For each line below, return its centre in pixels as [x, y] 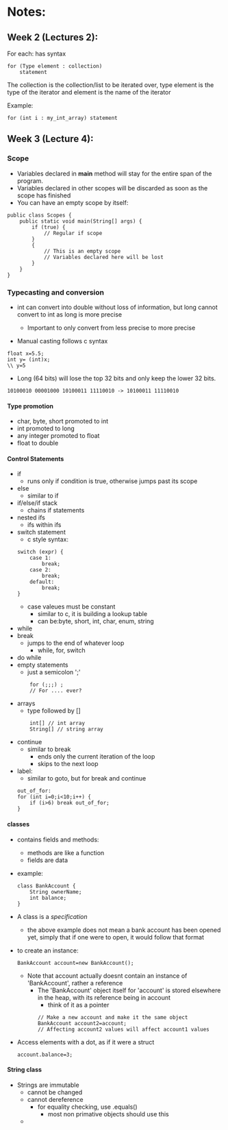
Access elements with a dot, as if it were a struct [86, 1042]
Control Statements [36, 458]
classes [18, 824]
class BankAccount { [46, 886]
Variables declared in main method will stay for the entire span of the [114, 173]
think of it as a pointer [78, 1005]
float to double [38, 443]
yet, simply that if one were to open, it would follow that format [115, 937]
